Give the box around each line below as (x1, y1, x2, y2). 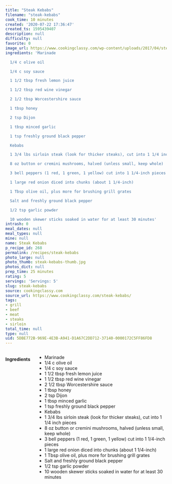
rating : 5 (5, 274, 27, 279)
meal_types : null (5, 231, 42, 236)
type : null (5, 331, 29, 336)
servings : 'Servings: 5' (5, 279, 58, 284)
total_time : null (5, 326, 42, 331)
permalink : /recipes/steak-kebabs (5, 250, 79, 255)
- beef (5, 307, 19, 312)
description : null (5, 31, 45, 36)
